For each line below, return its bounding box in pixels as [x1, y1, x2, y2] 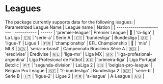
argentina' [5, 57, 26, 63]
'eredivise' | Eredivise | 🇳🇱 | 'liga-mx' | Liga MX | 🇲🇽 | [5, 51, 116, 57]
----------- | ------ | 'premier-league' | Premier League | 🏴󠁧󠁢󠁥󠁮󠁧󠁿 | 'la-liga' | [14, 29, 154, 35]
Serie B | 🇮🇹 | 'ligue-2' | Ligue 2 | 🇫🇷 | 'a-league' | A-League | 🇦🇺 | [5, 73, 145, 79]
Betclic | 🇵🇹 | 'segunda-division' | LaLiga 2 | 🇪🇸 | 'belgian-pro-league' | [5, 62, 153, 68]
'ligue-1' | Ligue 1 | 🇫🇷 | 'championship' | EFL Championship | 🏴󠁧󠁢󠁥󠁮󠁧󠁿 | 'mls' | [5, 40, 150, 46]
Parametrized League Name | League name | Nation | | [5, 24, 115, 30]
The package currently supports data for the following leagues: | [5, 19, 136, 25]
